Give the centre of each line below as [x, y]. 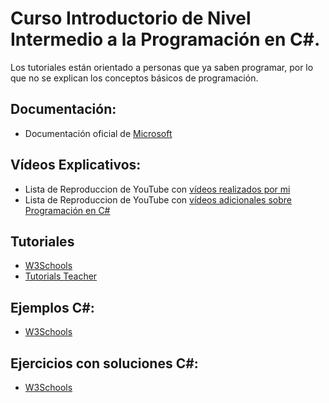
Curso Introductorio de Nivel [131, 18]
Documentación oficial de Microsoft [98, 133]
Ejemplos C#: [52, 307]
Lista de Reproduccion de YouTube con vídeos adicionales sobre [158, 199]
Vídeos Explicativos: [76, 165]
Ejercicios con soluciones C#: [104, 363]
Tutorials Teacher [61, 276]
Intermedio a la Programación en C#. [165, 39]
